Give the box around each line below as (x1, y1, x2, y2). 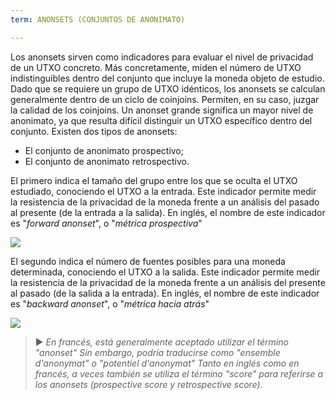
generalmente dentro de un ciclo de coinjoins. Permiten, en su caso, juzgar (10, 93, 320, 105)
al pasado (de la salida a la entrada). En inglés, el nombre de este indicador (10, 287, 320, 299)
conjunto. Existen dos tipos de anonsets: (10, 125, 178, 137)
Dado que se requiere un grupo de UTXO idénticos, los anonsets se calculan (10, 82, 326, 95)
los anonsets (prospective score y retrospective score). (34, 378, 263, 390)
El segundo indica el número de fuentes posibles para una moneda (10, 255, 286, 267)
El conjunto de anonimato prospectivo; (24, 144, 184, 156)
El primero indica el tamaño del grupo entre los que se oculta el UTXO (10, 174, 298, 186)
